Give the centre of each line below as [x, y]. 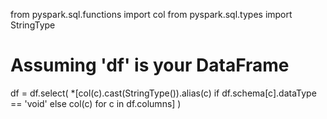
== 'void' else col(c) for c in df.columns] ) [96, 103]
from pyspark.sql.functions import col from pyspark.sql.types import [151, 14]
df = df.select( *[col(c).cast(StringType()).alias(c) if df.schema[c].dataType [163, 93]
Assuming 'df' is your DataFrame [150, 65]
